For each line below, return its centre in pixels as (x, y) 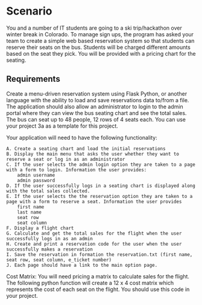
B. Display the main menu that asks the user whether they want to (93, 154)
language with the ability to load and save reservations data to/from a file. (98, 100)
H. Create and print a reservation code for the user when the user (94, 244)
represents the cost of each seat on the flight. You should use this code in (98, 289)
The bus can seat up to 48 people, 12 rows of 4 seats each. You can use (96, 119)
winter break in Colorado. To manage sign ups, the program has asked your (100, 34)
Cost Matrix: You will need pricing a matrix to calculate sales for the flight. (98, 276)
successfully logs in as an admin (50, 238)
